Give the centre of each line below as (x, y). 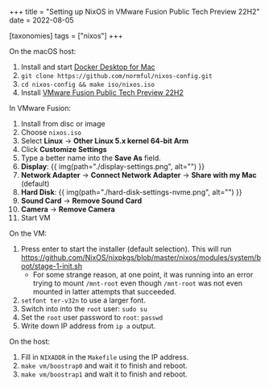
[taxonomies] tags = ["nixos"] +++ (66, 36)
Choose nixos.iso (51, 132)
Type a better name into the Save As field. (91, 158)
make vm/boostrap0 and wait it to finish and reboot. (104, 366)
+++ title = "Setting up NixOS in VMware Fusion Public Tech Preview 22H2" (134, 12)
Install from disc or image (63, 124)
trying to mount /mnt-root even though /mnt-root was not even (137, 283)
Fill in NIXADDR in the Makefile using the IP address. (105, 357)
